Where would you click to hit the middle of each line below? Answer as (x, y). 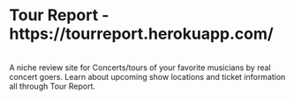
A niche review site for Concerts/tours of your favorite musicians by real (140, 68)
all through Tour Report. (52, 86)
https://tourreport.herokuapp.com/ (141, 34)
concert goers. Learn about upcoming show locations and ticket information (147, 76)
